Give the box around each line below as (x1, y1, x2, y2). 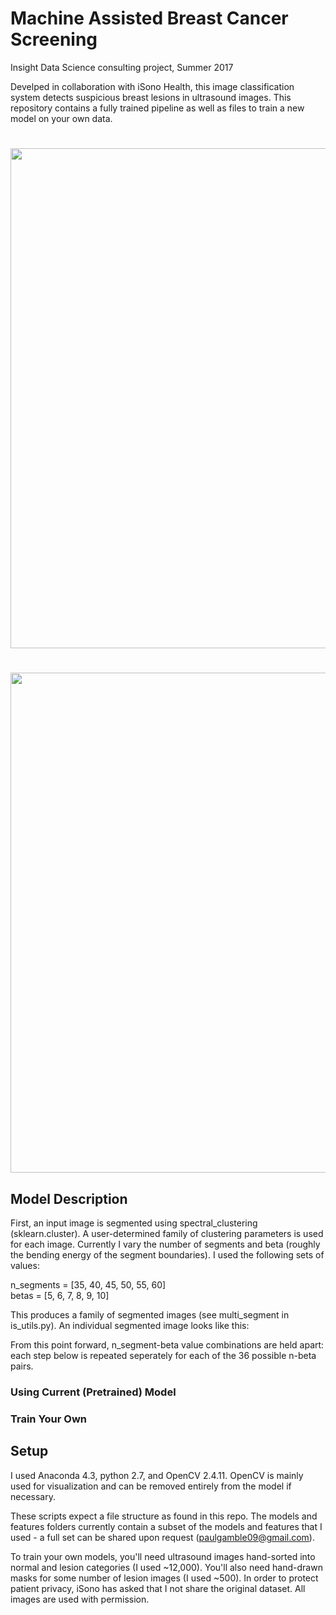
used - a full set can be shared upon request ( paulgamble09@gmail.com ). (10, 1531, 315, 1543)
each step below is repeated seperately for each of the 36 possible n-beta (10, 1350, 317, 1362)
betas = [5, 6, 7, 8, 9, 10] (10, 1290, 110, 1302)
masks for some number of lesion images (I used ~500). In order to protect (10, 1572, 319, 1584)
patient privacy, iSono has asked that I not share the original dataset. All (10, 1582, 306, 1594)
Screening (10, 28, 98, 51)
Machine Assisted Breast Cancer (10, 7, 289, 30)
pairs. (10, 1360, 34, 1372)
